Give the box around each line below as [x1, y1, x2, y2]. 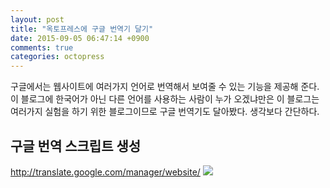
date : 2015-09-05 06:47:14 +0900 [10, 33, 150, 43]
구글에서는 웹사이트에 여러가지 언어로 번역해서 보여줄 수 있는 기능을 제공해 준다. [10, 81, 320, 93]
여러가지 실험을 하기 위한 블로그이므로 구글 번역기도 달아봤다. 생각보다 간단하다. [10, 106, 320, 118]
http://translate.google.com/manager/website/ [10, 166, 201, 178]
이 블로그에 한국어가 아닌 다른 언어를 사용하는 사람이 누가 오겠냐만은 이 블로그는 [10, 93, 320, 105]
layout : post [10, 14, 65, 25]
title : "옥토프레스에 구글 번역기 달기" [10, 24, 154, 34]
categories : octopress [10, 52, 105, 62]
